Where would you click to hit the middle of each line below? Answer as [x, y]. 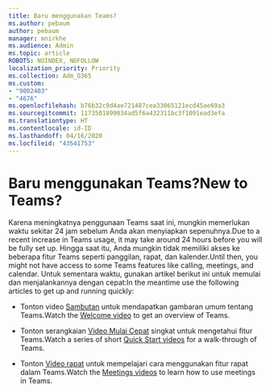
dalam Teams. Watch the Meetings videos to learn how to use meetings [138, 373]
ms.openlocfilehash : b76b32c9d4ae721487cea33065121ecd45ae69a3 [117, 106]
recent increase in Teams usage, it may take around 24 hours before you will [135, 240]
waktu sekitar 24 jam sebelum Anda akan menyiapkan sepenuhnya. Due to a [134, 231]
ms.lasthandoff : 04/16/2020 [56, 136]
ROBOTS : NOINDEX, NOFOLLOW [54, 61]
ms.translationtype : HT [48, 121]
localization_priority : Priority [64, 69]
